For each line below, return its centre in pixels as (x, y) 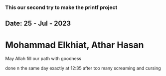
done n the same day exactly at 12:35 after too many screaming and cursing (83, 68)
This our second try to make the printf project (61, 7)
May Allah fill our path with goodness (43, 59)
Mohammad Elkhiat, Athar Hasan (75, 45)
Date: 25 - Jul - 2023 (38, 24)
